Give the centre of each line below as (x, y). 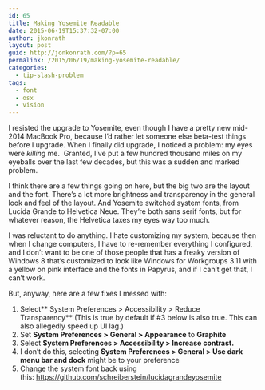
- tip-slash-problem (49, 75)
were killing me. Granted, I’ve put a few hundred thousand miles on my (125, 154)
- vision (30, 105)
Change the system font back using (78, 368)
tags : (17, 82)
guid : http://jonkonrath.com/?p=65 (67, 53)
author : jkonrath (37, 38)
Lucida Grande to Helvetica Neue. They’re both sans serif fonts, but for (125, 211)
